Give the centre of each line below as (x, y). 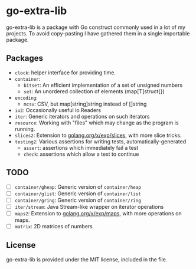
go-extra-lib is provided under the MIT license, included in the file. (87, 259)
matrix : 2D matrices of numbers (53, 226)
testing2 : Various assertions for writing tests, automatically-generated (100, 141)
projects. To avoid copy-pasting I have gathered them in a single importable (98, 33)
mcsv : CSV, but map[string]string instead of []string (85, 104)
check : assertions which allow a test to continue (81, 154)
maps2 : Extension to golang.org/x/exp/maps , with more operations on (98, 213)
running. (25, 129)
